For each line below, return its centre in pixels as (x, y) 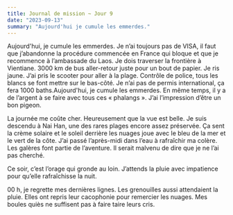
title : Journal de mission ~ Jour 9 (60, 14)
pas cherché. (26, 155)
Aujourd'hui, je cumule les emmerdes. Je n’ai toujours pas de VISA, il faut (112, 46)
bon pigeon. (24, 105)
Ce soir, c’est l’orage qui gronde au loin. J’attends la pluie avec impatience (113, 169)
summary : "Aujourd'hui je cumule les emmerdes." (79, 26)
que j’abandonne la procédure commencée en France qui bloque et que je (113, 53)
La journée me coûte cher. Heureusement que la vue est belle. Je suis (107, 119)
